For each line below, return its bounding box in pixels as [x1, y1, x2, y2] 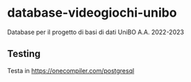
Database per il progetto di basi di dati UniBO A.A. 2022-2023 [7, 28, 184, 36]
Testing [7, 48, 41, 60]
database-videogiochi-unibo [7, 5, 177, 21]
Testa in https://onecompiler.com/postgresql [7, 66, 135, 74]
